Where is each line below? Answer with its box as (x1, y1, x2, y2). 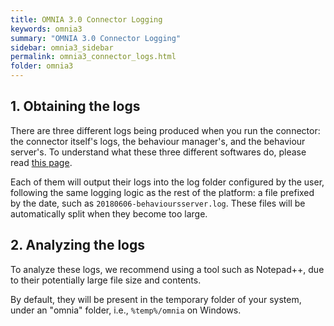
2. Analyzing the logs (10, 237, 145, 254)
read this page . (10, 156, 73, 168)
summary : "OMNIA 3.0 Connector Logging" (10, 33, 182, 43)
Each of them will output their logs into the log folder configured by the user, (10, 176, 325, 188)
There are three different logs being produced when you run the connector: (10, 124, 321, 136)
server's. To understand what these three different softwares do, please (10, 146, 307, 158)
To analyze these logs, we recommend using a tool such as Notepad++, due (10, 263, 325, 275)
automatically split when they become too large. (10, 207, 208, 220)
